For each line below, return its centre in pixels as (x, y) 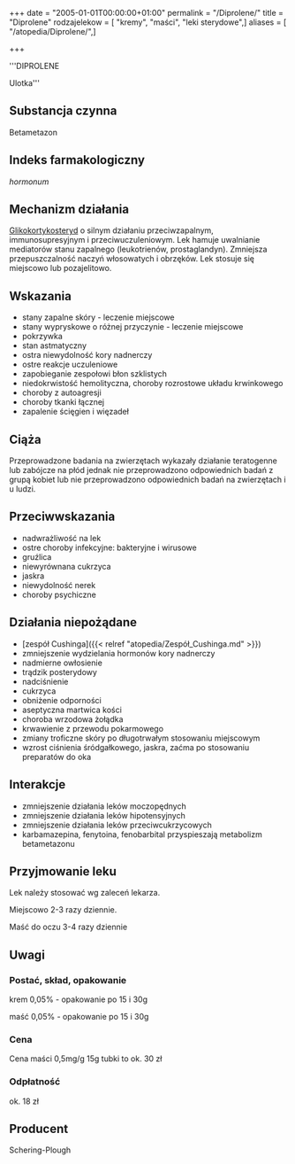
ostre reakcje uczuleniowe (70, 365)
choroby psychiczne (59, 594)
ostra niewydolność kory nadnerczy (87, 355)
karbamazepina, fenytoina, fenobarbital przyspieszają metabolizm (142, 834)
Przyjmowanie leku (63, 871)
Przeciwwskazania (62, 517)
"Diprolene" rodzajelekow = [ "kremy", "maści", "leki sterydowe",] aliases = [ (148, 22)
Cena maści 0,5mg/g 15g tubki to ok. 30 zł (86, 1059)
